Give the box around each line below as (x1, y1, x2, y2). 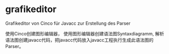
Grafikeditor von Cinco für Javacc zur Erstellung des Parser (5, 20, 131, 26)
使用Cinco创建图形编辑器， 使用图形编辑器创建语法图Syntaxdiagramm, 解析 (5, 30, 164, 36)
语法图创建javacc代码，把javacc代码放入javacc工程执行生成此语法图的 (5, 37, 154, 43)
